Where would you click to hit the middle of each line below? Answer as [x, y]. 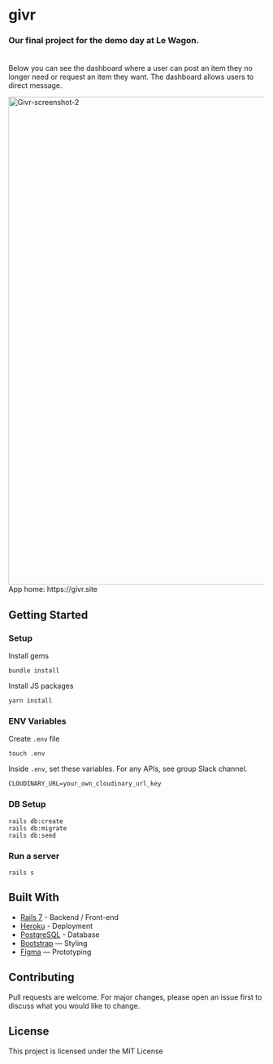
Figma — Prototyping [56, 952]
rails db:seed [32, 835]
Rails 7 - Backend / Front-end [69, 917]
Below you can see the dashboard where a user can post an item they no [131, 68]
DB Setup [27, 804]
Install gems [29, 656]
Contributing [41, 977]
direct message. [35, 85]
